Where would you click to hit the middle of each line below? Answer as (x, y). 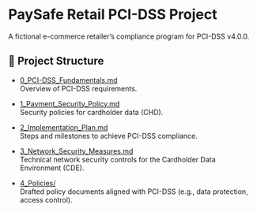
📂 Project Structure (56, 61)
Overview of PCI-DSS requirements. (78, 88)
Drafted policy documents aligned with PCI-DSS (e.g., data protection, (134, 192)
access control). (46, 199)
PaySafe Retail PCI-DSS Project (113, 15)
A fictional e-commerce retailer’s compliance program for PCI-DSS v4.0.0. (129, 36)
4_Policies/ (38, 183)
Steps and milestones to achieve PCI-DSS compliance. (108, 136)
